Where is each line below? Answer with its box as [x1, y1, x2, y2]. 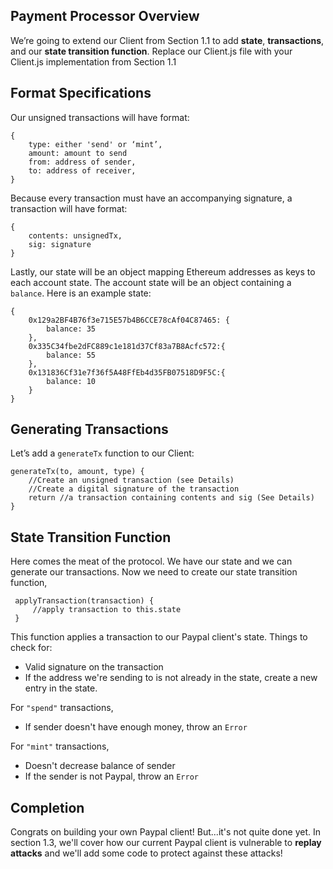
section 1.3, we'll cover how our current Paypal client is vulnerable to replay [10, 837, 322, 849]
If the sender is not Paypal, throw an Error [24, 770, 199, 783]
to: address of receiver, [28, 165, 137, 176]
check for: [10, 642, 53, 654]
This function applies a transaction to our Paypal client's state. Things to [10, 631, 308, 643]
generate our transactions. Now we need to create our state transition [10, 566, 298, 578]
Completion [10, 799, 85, 816]
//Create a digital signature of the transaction [28, 484, 240, 494]
